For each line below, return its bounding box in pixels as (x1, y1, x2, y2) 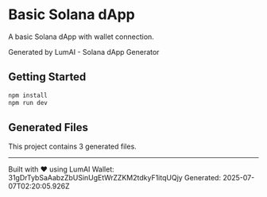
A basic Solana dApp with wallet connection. (8, 32, 155, 41)
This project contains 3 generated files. (8, 141, 137, 152)
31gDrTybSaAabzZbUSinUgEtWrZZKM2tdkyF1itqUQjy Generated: (8, 173, 221, 183)
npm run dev (8, 98, 48, 106)
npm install (8, 91, 48, 99)
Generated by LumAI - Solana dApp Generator (8, 47, 160, 56)
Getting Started (8, 70, 87, 84)
